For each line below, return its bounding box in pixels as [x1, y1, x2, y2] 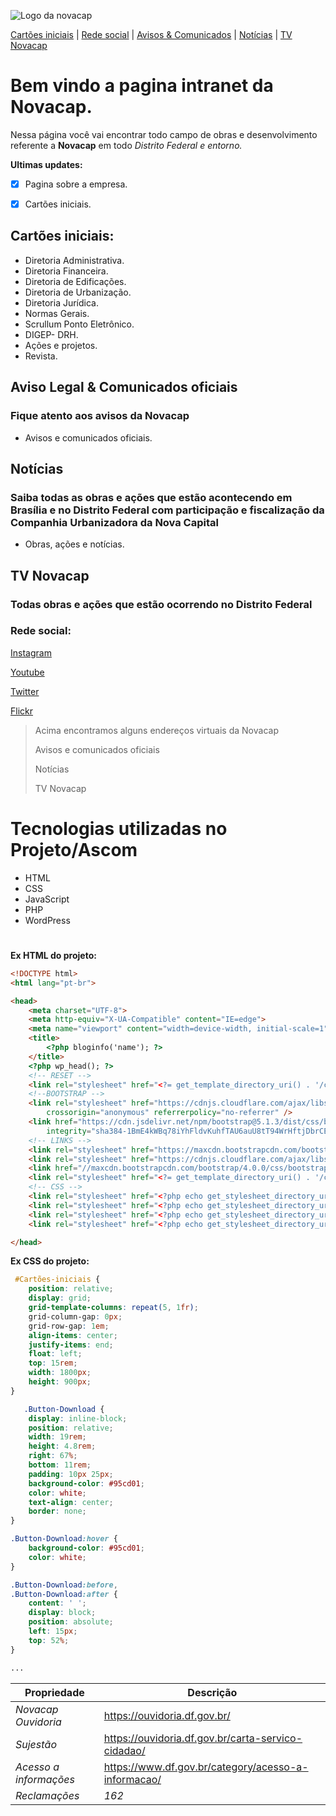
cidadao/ [103, 1743, 146, 1757]
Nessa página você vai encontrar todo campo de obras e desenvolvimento [10, 128, 318, 140]
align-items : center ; [28, 1330, 118, 1340]
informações [15, 1772, 75, 1786]
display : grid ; [28, 1293, 92, 1304]
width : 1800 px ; [28, 1368, 92, 1378]
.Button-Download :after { [10, 1589, 118, 1599]
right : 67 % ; [28, 1451, 78, 1461]
